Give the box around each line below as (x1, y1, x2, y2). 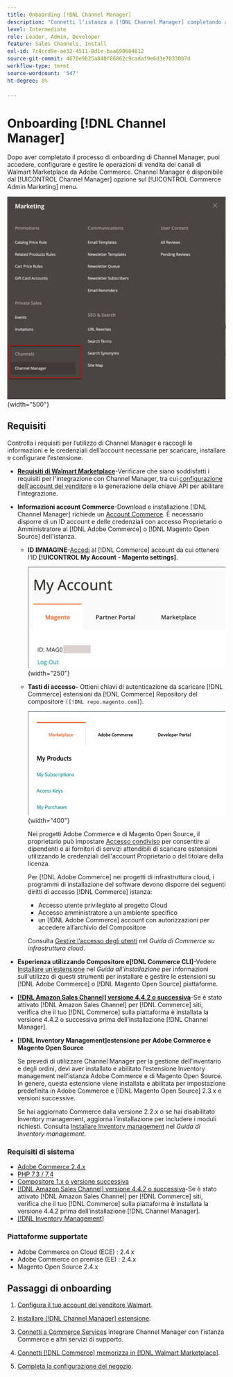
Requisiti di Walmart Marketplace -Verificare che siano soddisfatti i (17, 466, 210, 475)
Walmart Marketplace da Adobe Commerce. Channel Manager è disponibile (7, 168, 223, 177)
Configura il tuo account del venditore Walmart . (17, 1301, 153, 1310)
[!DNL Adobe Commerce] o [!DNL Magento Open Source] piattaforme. (17, 979, 218, 988)
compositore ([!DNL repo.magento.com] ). (27, 697, 144, 706)
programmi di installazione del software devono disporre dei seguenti (27, 880, 226, 888)
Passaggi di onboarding (7, 1282, 112, 1294)
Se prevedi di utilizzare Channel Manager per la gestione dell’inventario (17, 1057, 221, 1065)
